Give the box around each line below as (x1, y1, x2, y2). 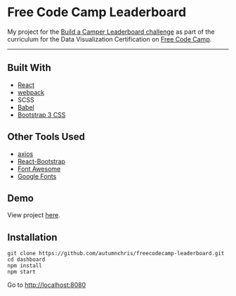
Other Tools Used (7, 131, 86, 143)
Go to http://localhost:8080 (7, 281, 86, 289)
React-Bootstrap (17, 157, 65, 165)
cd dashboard (7, 256, 46, 264)
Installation (7, 231, 58, 243)
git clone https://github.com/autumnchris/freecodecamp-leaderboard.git (7, 250, 225, 257)
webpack (17, 88, 44, 96)
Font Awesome (17, 165, 61, 173)
